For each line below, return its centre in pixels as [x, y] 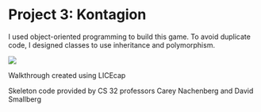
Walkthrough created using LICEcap [67, 75]
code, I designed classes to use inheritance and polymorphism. [112, 44]
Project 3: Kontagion [77, 15]
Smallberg [25, 99]
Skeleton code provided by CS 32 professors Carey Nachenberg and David [131, 91]
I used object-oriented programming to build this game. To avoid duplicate [130, 37]
